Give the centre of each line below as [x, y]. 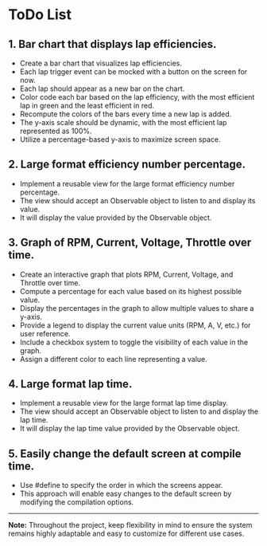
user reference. [45, 333]
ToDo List [40, 15]
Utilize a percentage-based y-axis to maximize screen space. [120, 139]
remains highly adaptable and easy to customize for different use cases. [126, 534]
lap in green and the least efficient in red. [87, 106]
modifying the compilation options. [77, 502]
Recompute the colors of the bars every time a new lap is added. [126, 114]
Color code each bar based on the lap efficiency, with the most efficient [137, 97]
